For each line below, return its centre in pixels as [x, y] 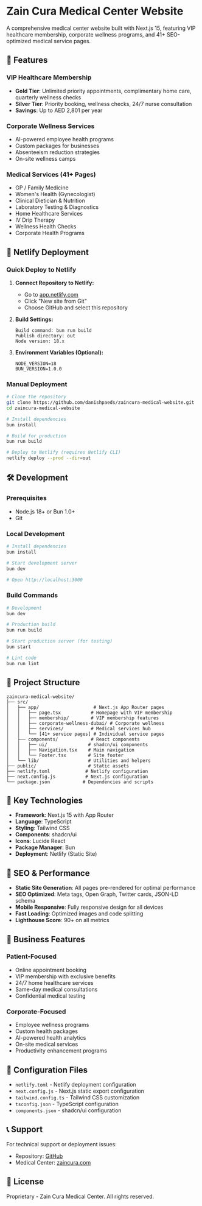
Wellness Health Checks [46, 227]
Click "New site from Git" [55, 301]
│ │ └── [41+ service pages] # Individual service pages [85, 734]
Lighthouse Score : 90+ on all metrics [62, 920]
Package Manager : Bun [45, 847]
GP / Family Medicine [42, 188]
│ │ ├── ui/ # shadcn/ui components [77, 744]
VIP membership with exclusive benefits [65, 976]
